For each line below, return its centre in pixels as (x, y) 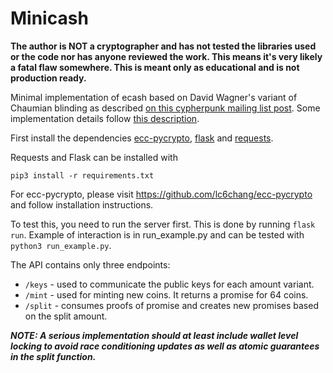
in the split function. (53, 356)
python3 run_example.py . (61, 245)
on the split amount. (66, 316)
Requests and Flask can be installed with (94, 157)
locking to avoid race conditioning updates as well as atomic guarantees (165, 346)
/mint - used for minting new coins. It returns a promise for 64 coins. (166, 294)
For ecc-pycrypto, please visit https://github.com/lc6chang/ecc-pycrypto (161, 194)
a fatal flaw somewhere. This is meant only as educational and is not (155, 67)
